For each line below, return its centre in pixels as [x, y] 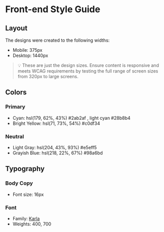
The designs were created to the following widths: [57, 40]
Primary [15, 107]
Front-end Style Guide [53, 9]
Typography [25, 169]
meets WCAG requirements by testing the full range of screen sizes [88, 71]
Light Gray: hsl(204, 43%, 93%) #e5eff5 [55, 147]
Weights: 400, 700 [32, 224]
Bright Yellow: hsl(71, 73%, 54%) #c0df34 [56, 123]
